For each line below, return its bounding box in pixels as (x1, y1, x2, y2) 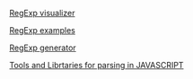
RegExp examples (9, 25, 76, 35)
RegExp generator (9, 42, 76, 53)
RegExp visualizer (9, 8, 75, 18)
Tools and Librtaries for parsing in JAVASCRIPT (9, 60, 184, 70)
